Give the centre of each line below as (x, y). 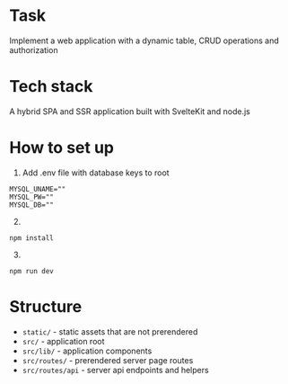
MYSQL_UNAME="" (38, 189)
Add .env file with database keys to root (96, 173)
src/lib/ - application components (87, 351)
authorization (34, 49)
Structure (46, 307)
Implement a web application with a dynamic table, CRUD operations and (144, 40)
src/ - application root (63, 341)
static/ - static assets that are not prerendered (110, 331)
